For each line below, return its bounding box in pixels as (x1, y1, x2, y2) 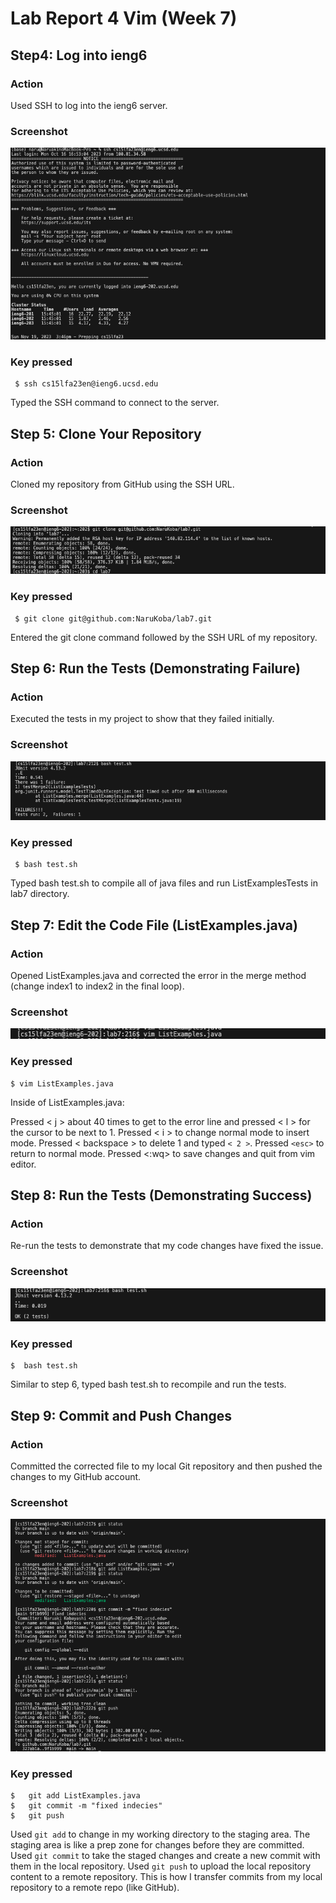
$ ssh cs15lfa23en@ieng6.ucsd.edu (14, 379, 159, 389)
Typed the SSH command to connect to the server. (10, 397, 220, 409)
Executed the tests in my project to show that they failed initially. (10, 713, 275, 725)
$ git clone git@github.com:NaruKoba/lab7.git (14, 613, 213, 624)
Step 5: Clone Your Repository (10, 425, 202, 442)
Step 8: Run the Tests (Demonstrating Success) (10, 1187, 313, 1204)
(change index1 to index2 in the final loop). (10, 980, 185, 992)
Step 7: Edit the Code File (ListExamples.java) (10, 917, 298, 934)
